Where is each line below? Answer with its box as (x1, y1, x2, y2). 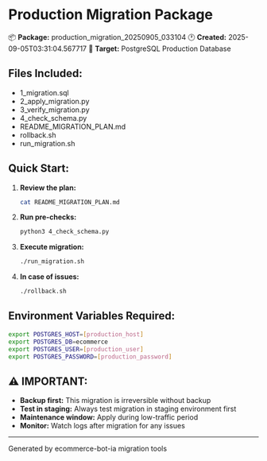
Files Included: (8, 67, 83, 80)
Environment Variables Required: (8, 309, 176, 323)
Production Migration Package (8, 6, 213, 24)
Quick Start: (8, 161, 69, 176)
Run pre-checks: (19, 212, 77, 222)
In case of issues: (19, 272, 79, 281)
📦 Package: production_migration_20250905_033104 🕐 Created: (8, 32, 226, 41)
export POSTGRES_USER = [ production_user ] (8, 345, 145, 353)
